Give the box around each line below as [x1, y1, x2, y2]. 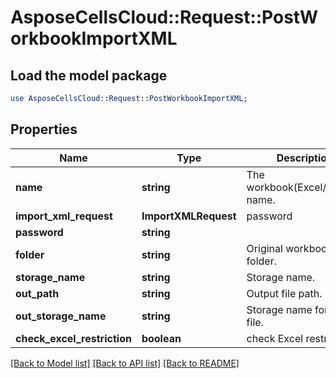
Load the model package [10, 67, 168, 84]
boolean [141, 331, 182, 345]
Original [246, 241, 283, 255]
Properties [10, 121, 78, 138]
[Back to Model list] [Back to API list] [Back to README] [10, 357, 240, 369]
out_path [15, 286, 60, 300]
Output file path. [246, 286, 323, 300]
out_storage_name [15, 309, 107, 323]
